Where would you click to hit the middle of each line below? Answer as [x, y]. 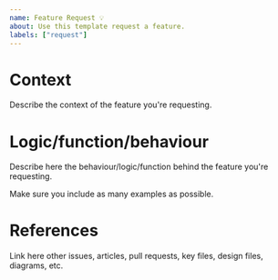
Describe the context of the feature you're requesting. [111, 105]
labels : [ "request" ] [49, 35]
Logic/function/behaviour [109, 141]
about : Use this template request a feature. [97, 26]
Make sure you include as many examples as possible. [112, 194]
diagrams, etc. [36, 265]
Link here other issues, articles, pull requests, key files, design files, [136, 256]
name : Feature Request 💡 [57, 18]
